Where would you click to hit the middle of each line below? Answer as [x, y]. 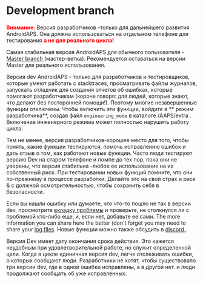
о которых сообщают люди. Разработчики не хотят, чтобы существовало [101, 260]
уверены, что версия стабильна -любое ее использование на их [90, 166]
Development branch [60, 11]
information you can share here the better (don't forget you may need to [96, 223]
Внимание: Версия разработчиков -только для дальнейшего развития [98, 27]
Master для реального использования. [56, 65]
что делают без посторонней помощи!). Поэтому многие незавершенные [102, 102]
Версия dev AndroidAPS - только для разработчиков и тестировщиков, [98, 77]
